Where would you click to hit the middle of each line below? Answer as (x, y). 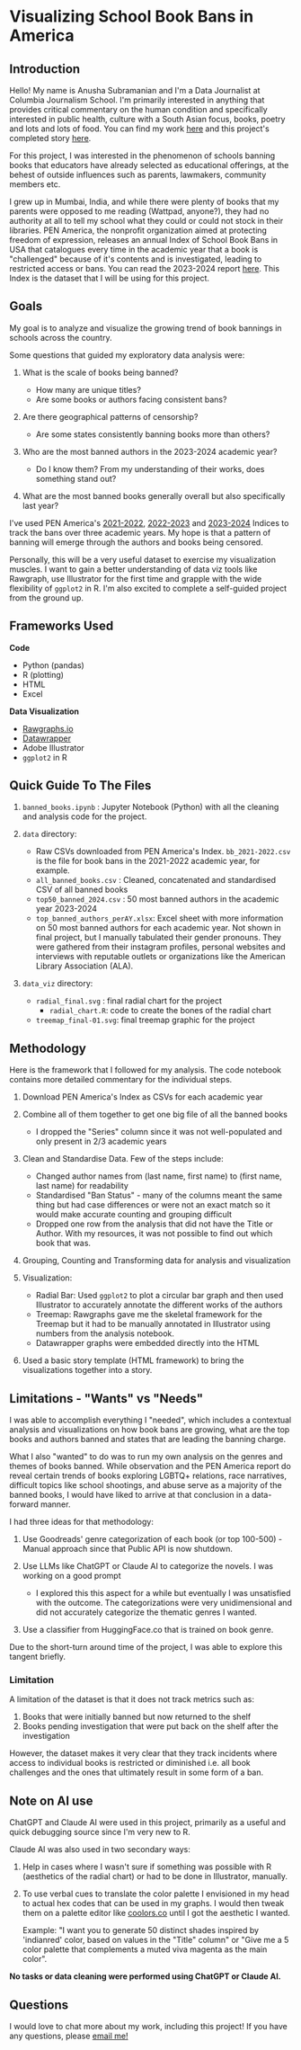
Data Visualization (44, 711)
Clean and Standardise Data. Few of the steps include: (123, 1159)
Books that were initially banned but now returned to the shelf (137, 1717)
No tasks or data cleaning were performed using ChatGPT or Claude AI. (145, 1976)
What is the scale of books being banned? (100, 372)
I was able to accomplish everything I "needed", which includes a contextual (150, 1420)
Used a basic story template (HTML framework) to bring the (133, 1360)
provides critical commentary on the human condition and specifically (138, 109)
